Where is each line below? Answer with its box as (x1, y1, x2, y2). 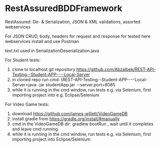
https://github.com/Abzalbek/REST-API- (76, 66, 156, 72)
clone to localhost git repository (12, 66, 76, 72)
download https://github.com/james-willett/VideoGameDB (12, 110, 128, 116)
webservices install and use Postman (5, 38, 79, 44)
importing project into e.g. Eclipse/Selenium (12, 92, 100, 98)
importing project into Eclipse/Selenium (12, 136, 91, 142)
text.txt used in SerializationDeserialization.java (5, 48, 99, 53)
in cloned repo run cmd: (12, 77, 60, 82)
